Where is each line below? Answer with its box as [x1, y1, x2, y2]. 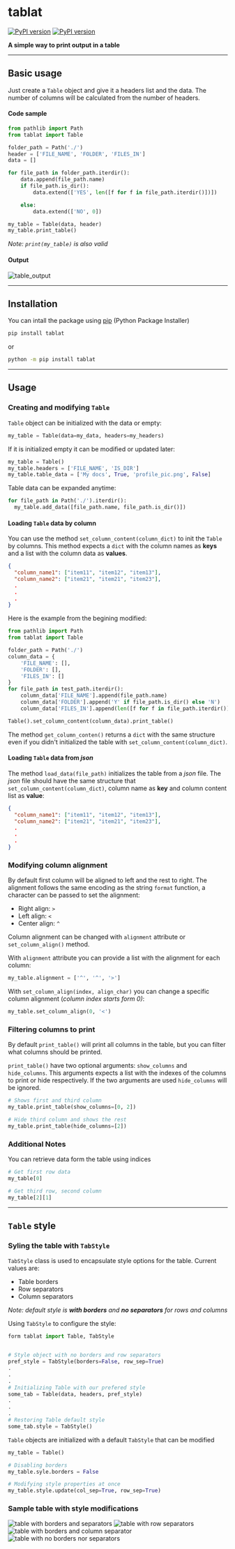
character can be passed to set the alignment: [8, 891, 140, 900]
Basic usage [8, 68, 62, 80]
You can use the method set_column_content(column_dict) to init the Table [8, 534, 222, 543]
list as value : [8, 791, 45, 799]
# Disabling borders [8, 1462, 68, 1469]
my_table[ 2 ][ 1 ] [8, 1194, 52, 1201]
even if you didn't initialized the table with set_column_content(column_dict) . [8, 737, 228, 746]
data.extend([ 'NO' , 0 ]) [33, 208, 102, 215]
